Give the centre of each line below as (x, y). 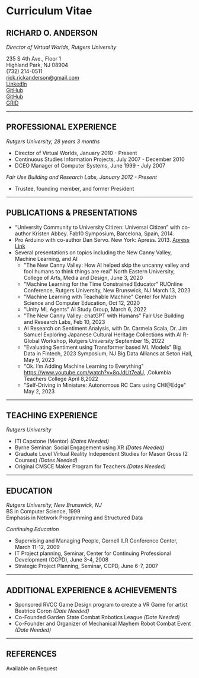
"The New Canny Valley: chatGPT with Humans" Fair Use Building (104, 316)
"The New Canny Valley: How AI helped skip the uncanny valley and (106, 265)
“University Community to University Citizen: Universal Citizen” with (97, 227)
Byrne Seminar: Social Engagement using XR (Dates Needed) (89, 447)
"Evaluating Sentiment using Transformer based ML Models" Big (102, 347)
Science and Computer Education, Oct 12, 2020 (82, 303)
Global (31, 340)
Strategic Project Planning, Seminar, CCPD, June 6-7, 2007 (86, 566)
